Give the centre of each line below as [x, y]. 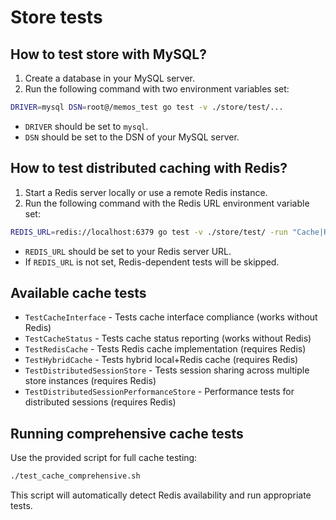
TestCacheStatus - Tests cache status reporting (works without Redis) [168, 338]
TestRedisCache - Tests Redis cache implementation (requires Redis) [165, 349]
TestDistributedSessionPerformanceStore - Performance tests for [159, 392]
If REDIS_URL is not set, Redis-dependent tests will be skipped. [152, 262]
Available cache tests [78, 292]
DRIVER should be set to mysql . [86, 126]
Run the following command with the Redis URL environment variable [167, 203]
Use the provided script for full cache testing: [104, 458]
